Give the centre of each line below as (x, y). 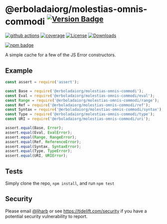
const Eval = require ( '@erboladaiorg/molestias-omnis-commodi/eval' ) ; (80, 96)
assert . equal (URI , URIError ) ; (37, 156)
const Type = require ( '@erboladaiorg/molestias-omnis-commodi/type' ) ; (80, 114)
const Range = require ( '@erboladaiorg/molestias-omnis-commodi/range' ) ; (82, 100)
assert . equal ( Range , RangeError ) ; (41, 137)
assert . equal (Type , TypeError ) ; (39, 151)
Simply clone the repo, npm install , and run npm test (60, 184)
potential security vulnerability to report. (46, 216)
